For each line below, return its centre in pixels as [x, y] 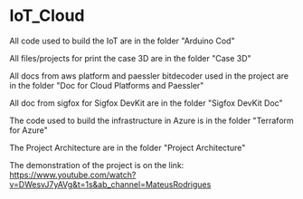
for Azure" [28, 130]
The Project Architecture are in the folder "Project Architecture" [128, 147]
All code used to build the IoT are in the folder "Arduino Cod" [122, 41]
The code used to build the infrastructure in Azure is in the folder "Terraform [151, 120]
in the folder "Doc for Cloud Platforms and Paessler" [107, 85]
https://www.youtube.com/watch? [73, 175]
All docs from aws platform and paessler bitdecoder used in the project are [149, 76]
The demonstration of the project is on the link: [97, 165]
